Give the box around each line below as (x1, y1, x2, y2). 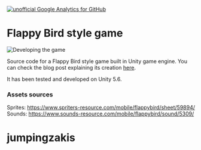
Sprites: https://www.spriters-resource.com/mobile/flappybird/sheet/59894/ (7, 104, 195, 111)
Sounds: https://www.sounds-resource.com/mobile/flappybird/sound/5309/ (7, 110, 194, 117)
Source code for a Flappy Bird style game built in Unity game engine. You (7, 57, 188, 65)
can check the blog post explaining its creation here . (7, 64, 136, 71)
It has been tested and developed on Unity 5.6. (7, 75, 122, 83)
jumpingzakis (7, 131, 75, 145)
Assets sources (7, 90, 53, 98)
